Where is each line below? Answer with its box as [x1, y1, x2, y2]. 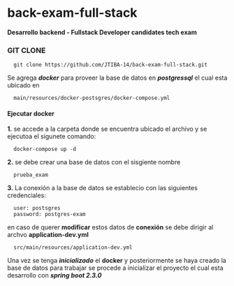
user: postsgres [13, 205, 61, 212]
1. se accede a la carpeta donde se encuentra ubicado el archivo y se [7, 124, 207, 134]
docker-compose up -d [13, 145, 77, 153]
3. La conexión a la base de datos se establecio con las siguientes [7, 184, 198, 192]
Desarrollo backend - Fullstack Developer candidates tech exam [7, 28, 197, 36]
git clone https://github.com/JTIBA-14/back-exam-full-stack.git [13, 62, 208, 69]
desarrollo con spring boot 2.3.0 [7, 271, 102, 280]
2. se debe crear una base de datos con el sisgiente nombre [7, 158, 181, 166]
